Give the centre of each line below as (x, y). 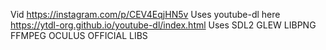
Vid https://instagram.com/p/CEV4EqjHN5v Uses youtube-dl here (145, 14)
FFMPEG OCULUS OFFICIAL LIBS (79, 35)
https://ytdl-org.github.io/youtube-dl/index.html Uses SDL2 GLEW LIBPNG (163, 25)
